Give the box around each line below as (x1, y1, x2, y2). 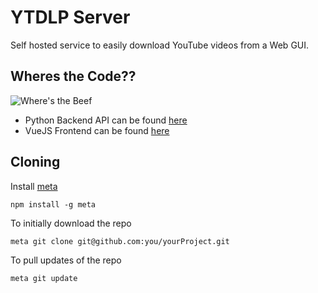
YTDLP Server (10, 6, 131, 29)
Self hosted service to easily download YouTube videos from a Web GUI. (10, 39, 310, 51)
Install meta (10, 180, 58, 192)
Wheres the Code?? (10, 68, 137, 85)
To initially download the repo (10, 217, 132, 229)
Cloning (10, 154, 61, 171)
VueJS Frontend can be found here (24, 124, 170, 136)
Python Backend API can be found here (24, 114, 188, 126)
